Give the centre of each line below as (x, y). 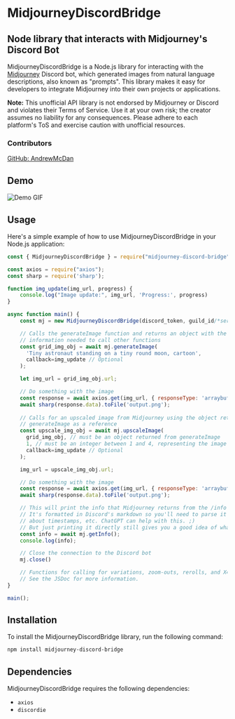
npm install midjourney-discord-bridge (65, 650)
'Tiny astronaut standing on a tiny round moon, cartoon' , (113, 353)
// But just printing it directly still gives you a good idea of (119, 527)
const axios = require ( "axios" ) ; (56, 269)
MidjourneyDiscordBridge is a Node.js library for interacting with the (106, 67)
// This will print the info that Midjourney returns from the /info (123, 508)
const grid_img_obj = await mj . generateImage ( (89, 347)
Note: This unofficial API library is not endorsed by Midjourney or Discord (113, 103)
